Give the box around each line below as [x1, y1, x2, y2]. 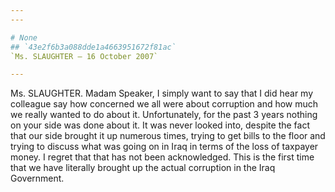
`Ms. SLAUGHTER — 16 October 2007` [10, 51, 159, 61]
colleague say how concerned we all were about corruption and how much [10, 98, 319, 110]
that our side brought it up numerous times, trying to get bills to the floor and [10, 130, 326, 142]
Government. [10, 172, 65, 185]
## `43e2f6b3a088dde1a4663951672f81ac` [10, 42, 177, 52]
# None [10, 32, 38, 43]
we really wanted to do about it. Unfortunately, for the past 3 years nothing [10, 109, 318, 121]
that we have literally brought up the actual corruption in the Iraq [10, 162, 276, 174]
